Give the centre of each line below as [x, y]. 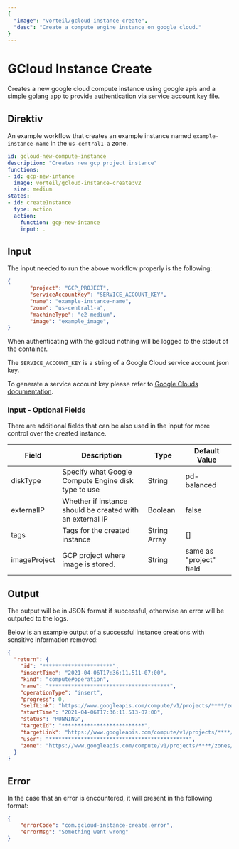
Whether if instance [95, 501]
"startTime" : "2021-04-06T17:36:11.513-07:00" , [92, 712]
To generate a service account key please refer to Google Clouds [103, 384]
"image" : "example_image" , [70, 321]
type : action [33, 209]
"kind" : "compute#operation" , [65, 679]
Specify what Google [97, 472]
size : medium [33, 189]
